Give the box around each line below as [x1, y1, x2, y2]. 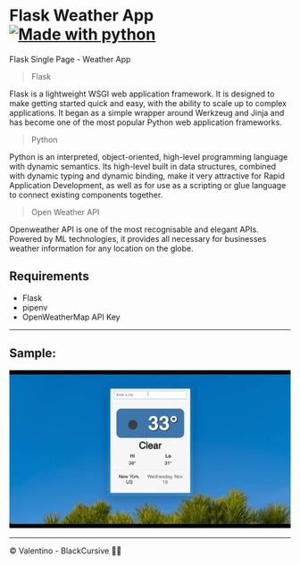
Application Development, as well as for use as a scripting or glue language [9, 179, 287, 190]
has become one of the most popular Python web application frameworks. [9, 117, 283, 128]
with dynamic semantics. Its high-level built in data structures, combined [9, 161, 277, 171]
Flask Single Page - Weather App [9, 54, 131, 64]
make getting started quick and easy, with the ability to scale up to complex [9, 97, 287, 108]
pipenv [21, 302, 48, 312]
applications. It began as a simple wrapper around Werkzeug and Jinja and [9, 107, 285, 118]
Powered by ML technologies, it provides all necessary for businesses [9, 233, 267, 244]
